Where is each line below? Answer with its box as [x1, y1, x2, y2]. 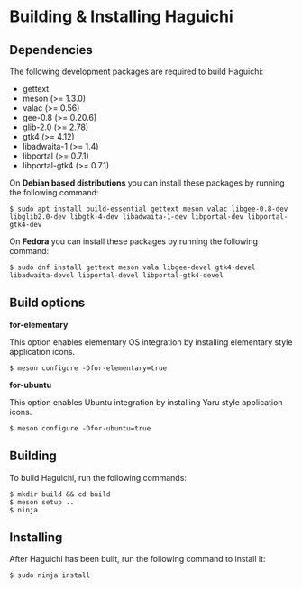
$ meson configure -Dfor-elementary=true [9, 363, 168, 373]
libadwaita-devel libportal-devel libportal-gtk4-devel [9, 271, 224, 280]
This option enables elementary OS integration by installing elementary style [9, 336, 293, 348]
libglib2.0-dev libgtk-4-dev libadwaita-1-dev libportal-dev [9, 213, 244, 222]
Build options [9, 295, 86, 311]
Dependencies [9, 42, 93, 58]
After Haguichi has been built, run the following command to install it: [9, 554, 266, 565]
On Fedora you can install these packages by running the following [9, 236, 259, 247]
